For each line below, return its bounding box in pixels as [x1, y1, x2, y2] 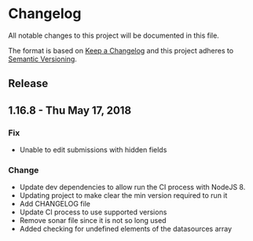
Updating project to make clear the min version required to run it [19, 191, 228, 200]
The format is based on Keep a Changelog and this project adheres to [8, 46, 234, 55]
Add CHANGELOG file [19, 199, 90, 209]
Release [8, 77, 49, 90]
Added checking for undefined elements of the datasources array [19, 225, 233, 234]
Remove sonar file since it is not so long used [19, 216, 167, 225]
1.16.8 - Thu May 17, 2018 [8, 104, 132, 117]
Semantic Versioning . [8, 54, 77, 64]
